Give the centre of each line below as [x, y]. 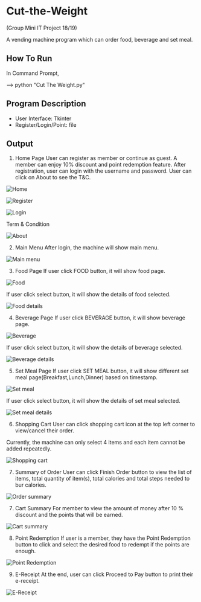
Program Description [46, 104]
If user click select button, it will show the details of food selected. [88, 295]
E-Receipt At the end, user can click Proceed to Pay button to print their [104, 574]
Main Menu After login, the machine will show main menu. [87, 248]
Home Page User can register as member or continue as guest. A [96, 158]
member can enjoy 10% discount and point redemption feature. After [100, 165]
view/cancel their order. [44, 431]
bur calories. [31, 485]
